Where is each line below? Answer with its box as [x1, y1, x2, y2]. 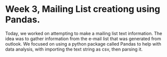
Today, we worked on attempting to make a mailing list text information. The [5, 30, 162, 36]
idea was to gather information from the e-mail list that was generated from [5, 36, 161, 42]
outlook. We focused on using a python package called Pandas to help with [5, 41, 161, 47]
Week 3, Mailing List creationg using [5, 3, 160, 15]
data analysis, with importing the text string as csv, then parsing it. [5, 46, 143, 52]
